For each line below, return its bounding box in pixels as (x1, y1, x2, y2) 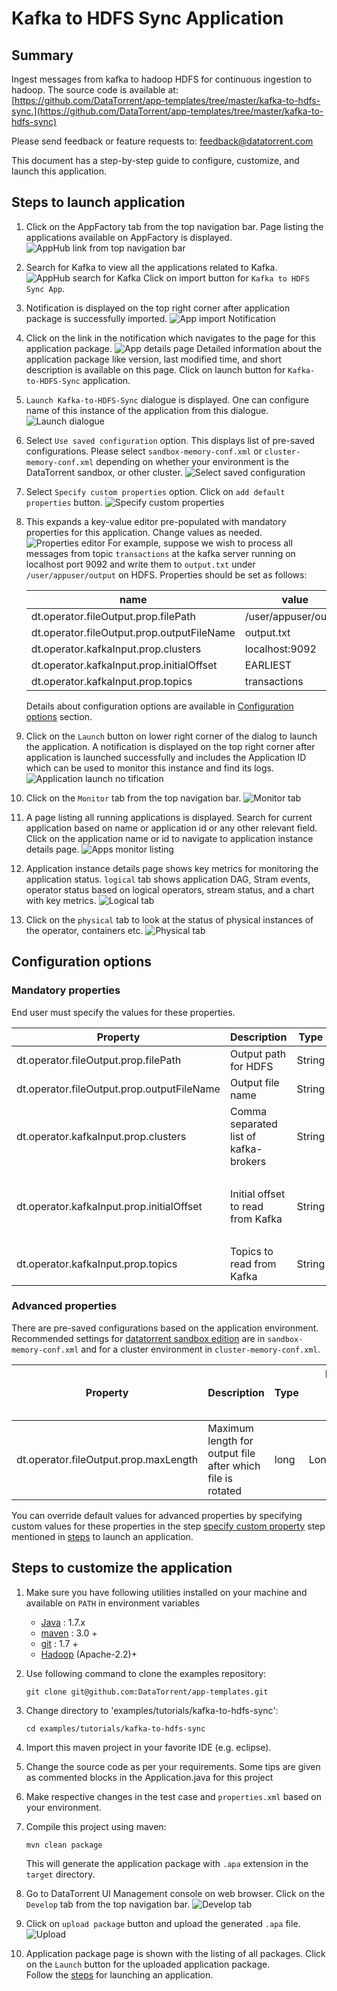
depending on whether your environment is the (95, 455, 289, 467)
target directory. (25, 1868, 96, 1880)
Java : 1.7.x (40, 1616, 86, 1628)
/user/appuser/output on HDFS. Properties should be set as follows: (25, 568, 308, 581)
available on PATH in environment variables (25, 1597, 200, 1609)
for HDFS (229, 1059, 274, 1073)
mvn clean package (25, 1840, 103, 1850)
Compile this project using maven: (25, 1820, 167, 1832)
